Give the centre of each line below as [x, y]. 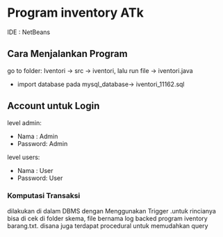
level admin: [24, 122]
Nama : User [35, 170]
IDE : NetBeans [29, 32]
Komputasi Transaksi [44, 196]
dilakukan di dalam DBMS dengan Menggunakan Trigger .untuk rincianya [112, 211]
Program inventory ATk [75, 13]
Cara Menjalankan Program [67, 54]
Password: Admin [42, 143]
